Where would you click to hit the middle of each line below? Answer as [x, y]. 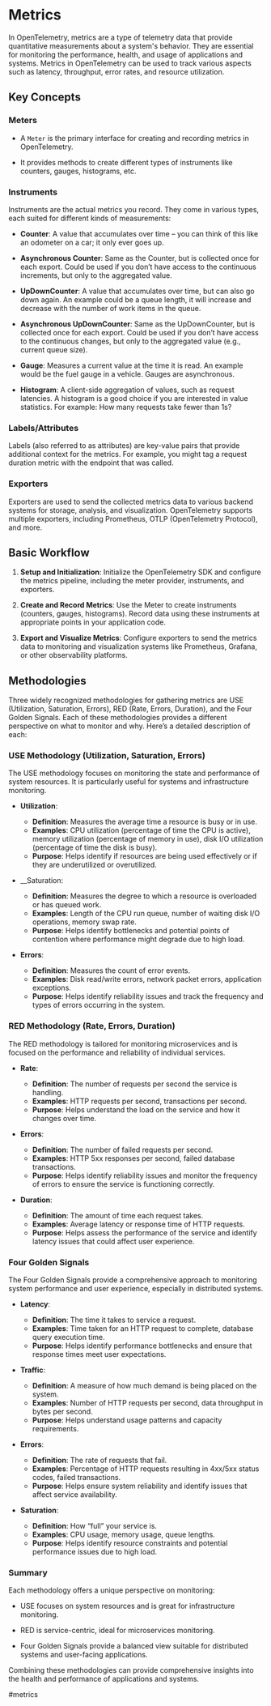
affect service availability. [74, 1495]
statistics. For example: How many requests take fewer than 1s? [126, 407]
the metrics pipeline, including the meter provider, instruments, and [132, 581]
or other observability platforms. [74, 655]
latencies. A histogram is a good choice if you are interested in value [134, 398]
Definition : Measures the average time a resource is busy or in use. [144, 822]
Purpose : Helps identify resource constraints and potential [130, 1543]
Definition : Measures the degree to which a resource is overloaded [144, 896]
